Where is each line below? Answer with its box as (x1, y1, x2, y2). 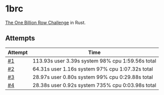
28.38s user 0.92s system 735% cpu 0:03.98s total (32, 81, 156, 88)
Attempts (5, 34, 35, 42)
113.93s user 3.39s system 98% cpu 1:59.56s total (32, 57, 156, 64)
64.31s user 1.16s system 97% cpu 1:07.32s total (32, 65, 153, 72)
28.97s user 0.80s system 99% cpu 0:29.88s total (32, 73, 153, 80)
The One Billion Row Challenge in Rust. (5, 19, 86, 25)
